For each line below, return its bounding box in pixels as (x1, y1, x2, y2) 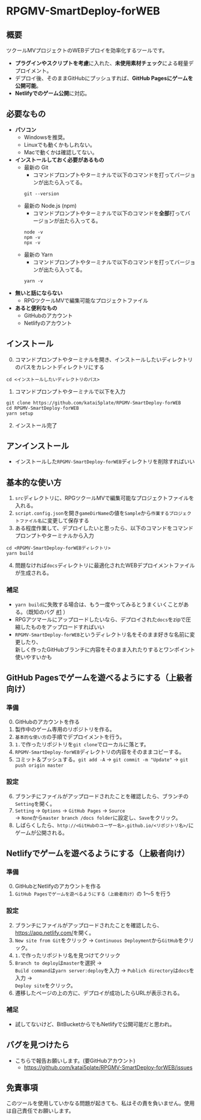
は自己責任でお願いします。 (6, 1107, 74, 1115)
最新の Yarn (23, 251, 53, 258)
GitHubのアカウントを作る (14, 718, 80, 726)
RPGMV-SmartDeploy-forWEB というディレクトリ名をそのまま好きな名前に (14, 631, 190, 638)
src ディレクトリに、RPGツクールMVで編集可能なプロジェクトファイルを (14, 495, 194, 502)
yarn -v (23, 278, 43, 284)
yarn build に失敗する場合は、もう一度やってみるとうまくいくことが (14, 601, 184, 608)
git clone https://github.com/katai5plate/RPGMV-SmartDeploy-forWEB (6, 400, 181, 406)
